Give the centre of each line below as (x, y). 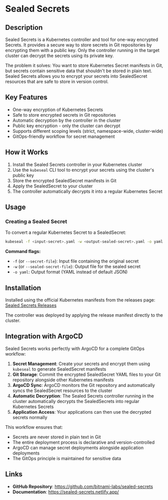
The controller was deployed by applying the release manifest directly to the (84, 315)
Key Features (26, 97)
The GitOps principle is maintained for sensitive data (67, 458)
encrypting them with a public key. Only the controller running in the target (82, 50)
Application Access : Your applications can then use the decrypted (82, 412)
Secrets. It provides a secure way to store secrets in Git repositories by (79, 45)
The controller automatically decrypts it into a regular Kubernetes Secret (87, 191)
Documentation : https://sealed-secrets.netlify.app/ (66, 492)
